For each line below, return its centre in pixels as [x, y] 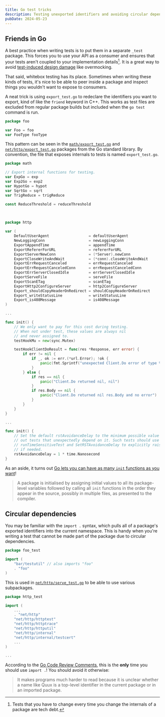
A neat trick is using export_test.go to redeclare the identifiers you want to [81, 96]
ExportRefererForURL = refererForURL [68, 250]
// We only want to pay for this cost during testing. [71, 327]
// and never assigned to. [41, 336]
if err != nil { [39, 354]
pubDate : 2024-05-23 [26, 19]
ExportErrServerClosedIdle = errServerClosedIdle [74, 273]
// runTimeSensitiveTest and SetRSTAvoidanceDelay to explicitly [82, 445]
